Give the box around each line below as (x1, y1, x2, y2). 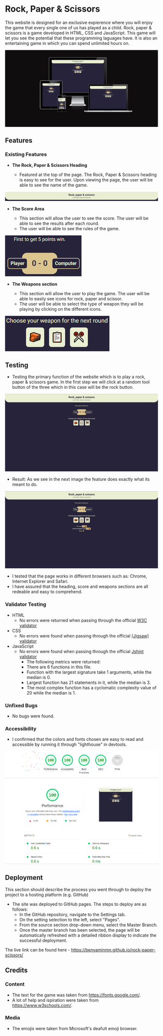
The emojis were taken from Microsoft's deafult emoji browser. (12, 1025, 138, 1031)
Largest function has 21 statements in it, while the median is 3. (26, 679, 151, 685)
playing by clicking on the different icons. (19, 306, 102, 312)
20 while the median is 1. (26, 690, 76, 696)
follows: (12, 906, 28, 912)
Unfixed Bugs (5, 702, 38, 709)
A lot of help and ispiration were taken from (12, 997, 99, 1003)
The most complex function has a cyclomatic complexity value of (26, 684, 157, 691)
